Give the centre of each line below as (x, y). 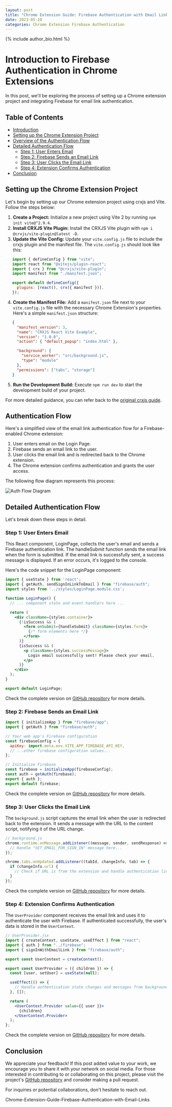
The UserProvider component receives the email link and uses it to (76, 915)
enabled (14, 434)
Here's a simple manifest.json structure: (56, 313)
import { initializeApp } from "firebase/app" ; (57, 722)
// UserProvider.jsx (27, 936)
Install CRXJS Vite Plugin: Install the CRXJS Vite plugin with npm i (83, 228)
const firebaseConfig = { (33, 741)
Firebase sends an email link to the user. (55, 449)
